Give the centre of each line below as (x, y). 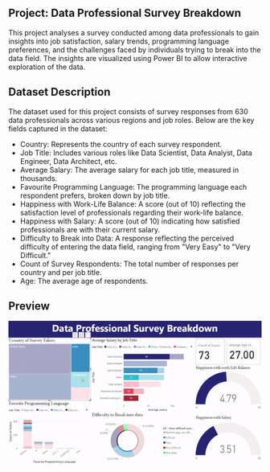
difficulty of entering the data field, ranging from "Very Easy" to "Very (135, 246)
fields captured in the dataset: (58, 129)
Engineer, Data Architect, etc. (68, 161)
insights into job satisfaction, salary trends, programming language (119, 41)
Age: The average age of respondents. (84, 281)
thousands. (39, 178)
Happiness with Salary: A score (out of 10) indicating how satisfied (130, 221)
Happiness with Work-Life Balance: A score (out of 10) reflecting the (133, 203)
